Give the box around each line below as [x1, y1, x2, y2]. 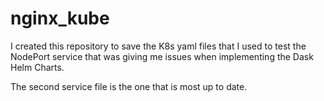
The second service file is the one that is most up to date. [10, 80, 248, 92]
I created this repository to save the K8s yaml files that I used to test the [10, 40, 307, 52]
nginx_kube [10, 7, 110, 30]
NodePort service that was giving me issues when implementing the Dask [10, 50, 314, 62]
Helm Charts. [10, 61, 65, 73]
